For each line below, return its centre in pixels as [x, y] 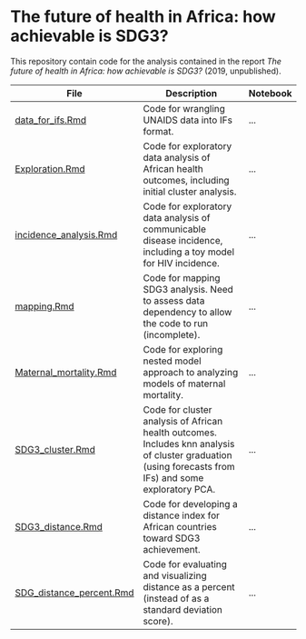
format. [158, 131]
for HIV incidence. [182, 263]
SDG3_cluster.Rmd [55, 449]
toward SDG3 [172, 538]
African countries [180, 526]
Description [191, 93]
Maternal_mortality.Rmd [66, 372]
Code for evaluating [185, 564]
